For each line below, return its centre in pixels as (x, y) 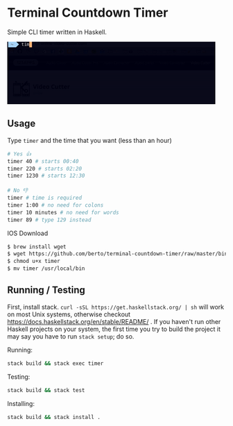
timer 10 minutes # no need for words (63, 212)
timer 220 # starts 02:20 (44, 169)
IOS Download (28, 233)
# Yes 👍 (19, 154)
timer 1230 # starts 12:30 (46, 176)
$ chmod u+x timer (34, 262)
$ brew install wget (37, 247)
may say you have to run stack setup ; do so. (71, 336)
